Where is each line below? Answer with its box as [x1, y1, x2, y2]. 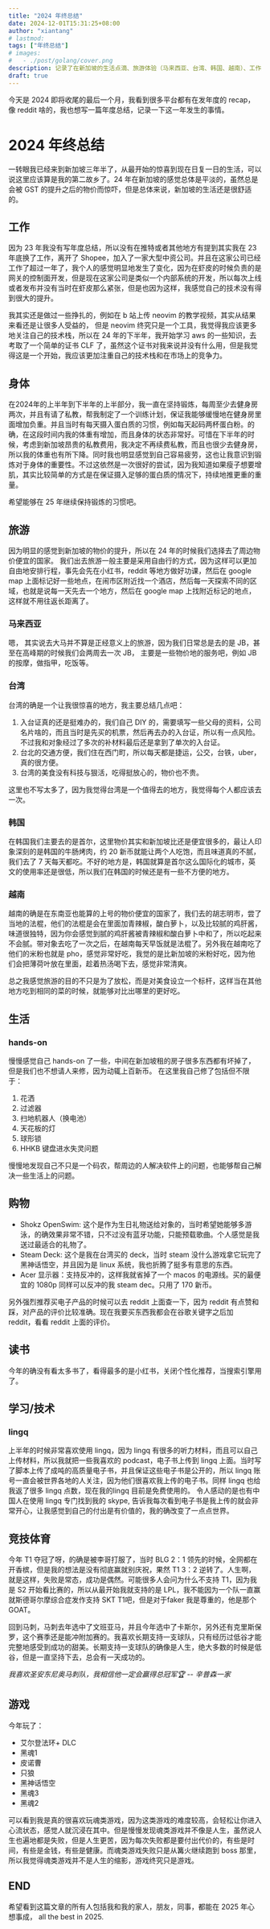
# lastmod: [8, 34, 45, 43]
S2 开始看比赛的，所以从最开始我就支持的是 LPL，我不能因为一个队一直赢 [17, 1585, 261, 1594]
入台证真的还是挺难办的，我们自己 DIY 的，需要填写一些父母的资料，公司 [19, 717, 262, 727]
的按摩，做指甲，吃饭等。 [8, 658, 93, 668]
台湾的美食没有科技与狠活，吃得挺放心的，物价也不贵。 [19, 767, 203, 777]
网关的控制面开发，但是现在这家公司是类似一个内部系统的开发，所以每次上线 [8, 273, 262, 283]
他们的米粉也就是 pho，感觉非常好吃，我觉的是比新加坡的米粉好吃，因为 [8, 949, 249, 959]
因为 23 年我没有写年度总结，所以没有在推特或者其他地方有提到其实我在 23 [8, 243, 257, 253]
